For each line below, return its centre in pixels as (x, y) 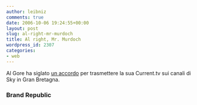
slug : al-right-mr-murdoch (40, 34)
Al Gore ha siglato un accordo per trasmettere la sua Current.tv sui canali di (99, 73)
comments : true (25, 17)
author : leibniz (26, 12)
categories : (21, 51)
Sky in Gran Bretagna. (33, 79)
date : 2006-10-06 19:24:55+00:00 (48, 23)
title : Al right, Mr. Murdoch (44, 39)
